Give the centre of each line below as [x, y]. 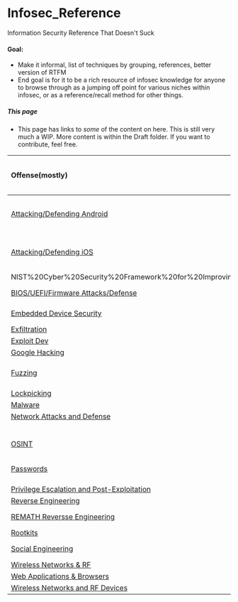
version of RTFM [42, 72]
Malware [25, 405]
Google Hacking [38, 353]
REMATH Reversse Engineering [63, 517]
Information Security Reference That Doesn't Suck [81, 33]
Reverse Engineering [45, 501]
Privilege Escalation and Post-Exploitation [81, 490]
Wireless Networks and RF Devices [69, 588]
